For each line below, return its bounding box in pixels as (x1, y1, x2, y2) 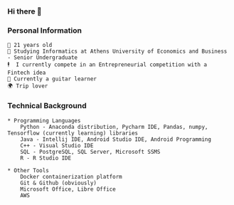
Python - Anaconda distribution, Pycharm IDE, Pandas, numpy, (20, 123, 208, 130)
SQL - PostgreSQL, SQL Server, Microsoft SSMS (20, 148, 161, 155)
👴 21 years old (7, 42, 53, 49)
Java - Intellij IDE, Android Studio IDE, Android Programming (20, 135, 212, 143)
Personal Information (7, 25, 82, 35)
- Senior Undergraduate (7, 54, 78, 61)
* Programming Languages (7, 117, 81, 124)
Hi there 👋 (7, 6, 43, 16)
